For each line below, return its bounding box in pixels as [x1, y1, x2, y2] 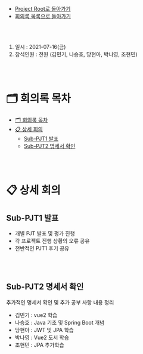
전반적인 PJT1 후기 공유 [14, 244, 70, 252]
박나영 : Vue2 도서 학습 [14, 334, 70, 341]
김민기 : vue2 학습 [14, 311, 58, 318]
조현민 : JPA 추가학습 [14, 341, 64, 348]
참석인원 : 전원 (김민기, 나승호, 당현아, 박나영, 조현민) [14, 51, 138, 58]
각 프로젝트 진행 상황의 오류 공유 [14, 237, 90, 244]
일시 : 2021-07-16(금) [14, 44, 66, 50]
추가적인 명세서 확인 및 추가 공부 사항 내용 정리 [6, 298, 114, 306]
